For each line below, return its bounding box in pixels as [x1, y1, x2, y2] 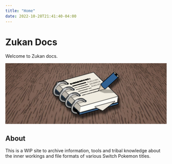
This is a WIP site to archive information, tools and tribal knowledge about [5, 148, 161, 154]
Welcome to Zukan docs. [5, 53, 58, 59]
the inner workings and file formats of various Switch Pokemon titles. [5, 153, 151, 159]
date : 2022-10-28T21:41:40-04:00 [5, 13, 77, 19]
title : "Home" [5, 8, 36, 13]
